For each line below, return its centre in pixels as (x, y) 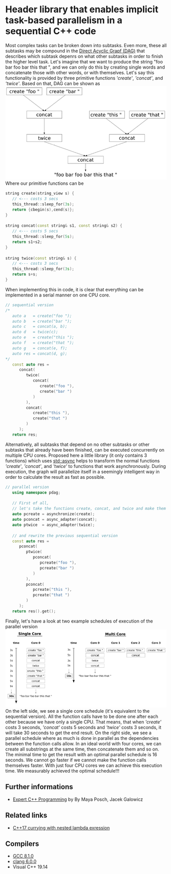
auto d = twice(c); (35, 332)
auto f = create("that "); (43, 343)
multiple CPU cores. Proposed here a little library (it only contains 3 (76, 455)
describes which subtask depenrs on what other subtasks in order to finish (84, 56)
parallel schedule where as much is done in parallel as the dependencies (82, 738)
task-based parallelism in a (64, 20)
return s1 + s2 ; (27, 242)
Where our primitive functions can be (45, 183)
